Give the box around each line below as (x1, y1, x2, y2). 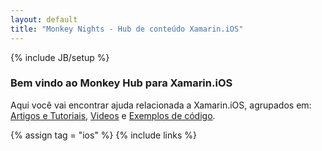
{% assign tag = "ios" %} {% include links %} (10, 129, 197, 141)
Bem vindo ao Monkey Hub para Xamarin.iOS (10, 76, 233, 90)
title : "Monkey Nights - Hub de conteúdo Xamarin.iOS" (10, 24, 244, 34)
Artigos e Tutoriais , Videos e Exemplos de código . (10, 109, 216, 121)
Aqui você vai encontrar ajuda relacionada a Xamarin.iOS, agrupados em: (10, 99, 312, 111)
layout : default (10, 14, 78, 25)
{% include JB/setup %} (10, 51, 110, 63)
